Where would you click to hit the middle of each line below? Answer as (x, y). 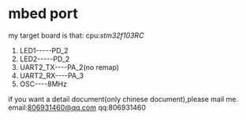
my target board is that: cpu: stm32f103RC (76, 35)
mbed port (43, 14)
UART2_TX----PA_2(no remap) (69, 67)
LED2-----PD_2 (45, 59)
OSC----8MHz (43, 84)
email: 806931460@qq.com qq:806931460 (77, 107)
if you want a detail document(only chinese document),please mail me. (123, 99)
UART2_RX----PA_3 (52, 75)
